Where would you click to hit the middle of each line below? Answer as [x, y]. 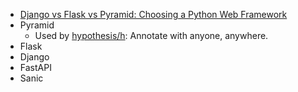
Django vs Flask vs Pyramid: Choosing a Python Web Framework [153, 14]
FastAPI [35, 67]
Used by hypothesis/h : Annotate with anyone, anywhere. [151, 35]
